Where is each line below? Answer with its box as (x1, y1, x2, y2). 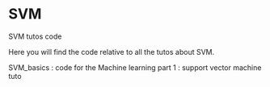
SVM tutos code (8, 31, 62, 41)
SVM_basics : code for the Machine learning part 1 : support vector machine (8, 62, 262, 72)
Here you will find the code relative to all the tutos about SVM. (8, 47, 215, 56)
